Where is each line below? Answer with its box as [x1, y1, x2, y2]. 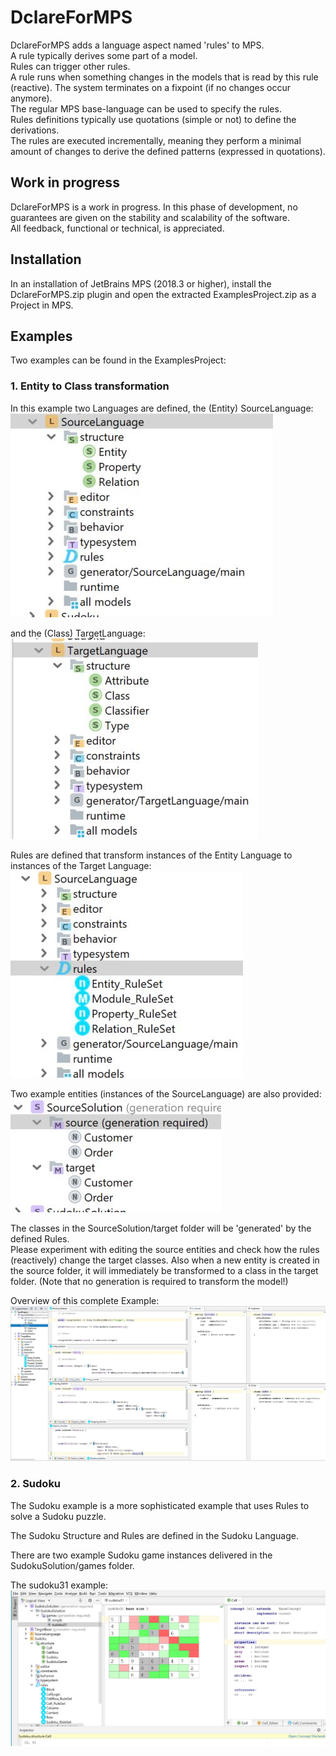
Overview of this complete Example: [10, 1294, 160, 1306]
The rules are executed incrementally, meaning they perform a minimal [10, 134, 302, 146]
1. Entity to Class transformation [10, 379, 170, 393]
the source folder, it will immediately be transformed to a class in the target [10, 1264, 319, 1276]
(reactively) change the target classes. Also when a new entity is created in [10, 1254, 320, 1266]
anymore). [10, 92, 53, 104]
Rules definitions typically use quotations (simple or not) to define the [10, 113, 297, 125]
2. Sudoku [10, 1477, 62, 1491]
